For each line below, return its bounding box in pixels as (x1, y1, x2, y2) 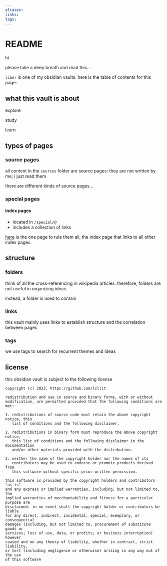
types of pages (5, 141, 53, 150)
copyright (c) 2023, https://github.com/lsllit (5, 386, 106, 391)
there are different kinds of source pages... (5, 182, 93, 188)
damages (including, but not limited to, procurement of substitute (5, 522, 151, 527)
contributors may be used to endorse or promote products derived (11, 461, 153, 466)
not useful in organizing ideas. (5, 285, 67, 291)
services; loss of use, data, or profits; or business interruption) (5, 531, 153, 536)
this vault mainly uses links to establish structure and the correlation (5, 319, 145, 325)
